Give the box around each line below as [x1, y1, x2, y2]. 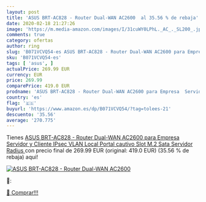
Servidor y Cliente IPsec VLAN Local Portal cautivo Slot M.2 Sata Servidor [6, 140, 193, 148]
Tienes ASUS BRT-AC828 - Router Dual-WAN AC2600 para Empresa [6, 134, 180, 141]
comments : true [6, 32, 45, 38]
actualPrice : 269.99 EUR [6, 65, 70, 72]
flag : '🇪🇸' [6, 100, 37, 106]
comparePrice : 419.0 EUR [6, 83, 70, 89]
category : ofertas [6, 37, 53, 43]
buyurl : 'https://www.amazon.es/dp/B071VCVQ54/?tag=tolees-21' [6, 105, 172, 112]
